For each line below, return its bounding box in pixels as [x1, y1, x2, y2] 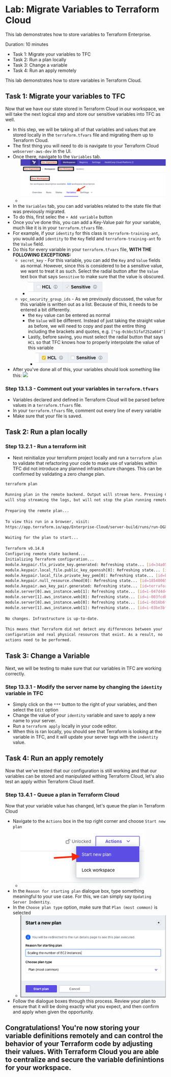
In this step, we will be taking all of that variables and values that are [12, 126, 156, 132]
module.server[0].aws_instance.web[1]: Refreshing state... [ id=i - [5, 589, 152, 594]
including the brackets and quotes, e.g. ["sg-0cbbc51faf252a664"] [27, 328, 166, 334]
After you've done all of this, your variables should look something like [12, 366, 160, 372]
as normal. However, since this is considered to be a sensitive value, [20, 262, 164, 268]
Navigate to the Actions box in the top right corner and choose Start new [12, 818, 166, 824]
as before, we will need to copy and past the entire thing [27, 323, 146, 329]
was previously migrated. [12, 208, 66, 214]
